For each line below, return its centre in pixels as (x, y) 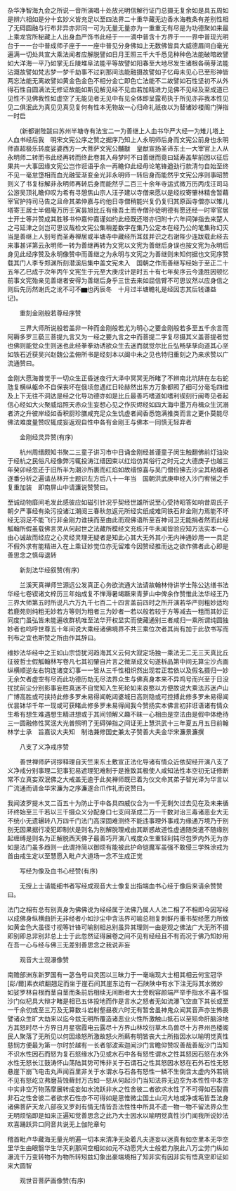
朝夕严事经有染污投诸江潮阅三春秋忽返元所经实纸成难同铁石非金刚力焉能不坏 (118, 511)
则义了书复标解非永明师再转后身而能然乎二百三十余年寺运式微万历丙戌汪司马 (118, 184)
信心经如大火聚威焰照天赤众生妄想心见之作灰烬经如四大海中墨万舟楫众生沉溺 (118, 404)
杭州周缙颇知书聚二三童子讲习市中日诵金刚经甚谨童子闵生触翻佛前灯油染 (124, 452)
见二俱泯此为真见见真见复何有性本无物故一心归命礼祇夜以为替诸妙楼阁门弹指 (118, 107)
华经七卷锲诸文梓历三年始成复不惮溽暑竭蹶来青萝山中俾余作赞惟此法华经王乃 (118, 594)
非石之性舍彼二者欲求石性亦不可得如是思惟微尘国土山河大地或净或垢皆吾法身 (118, 1098)
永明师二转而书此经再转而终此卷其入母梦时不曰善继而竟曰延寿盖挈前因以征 (115, 157)
